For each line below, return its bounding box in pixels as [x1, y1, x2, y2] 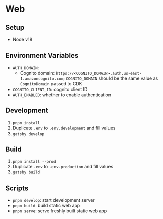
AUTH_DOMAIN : [12, 64, 39, 71]
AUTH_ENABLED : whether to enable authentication [12, 92, 111, 98]
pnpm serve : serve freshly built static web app [12, 208, 107, 214]
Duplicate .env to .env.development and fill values [12, 125, 116, 131]
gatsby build [12, 170, 40, 175]
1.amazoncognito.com [20, 76, 64, 81]
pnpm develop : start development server [12, 197, 95, 203]
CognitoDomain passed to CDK [20, 80, 82, 86]
